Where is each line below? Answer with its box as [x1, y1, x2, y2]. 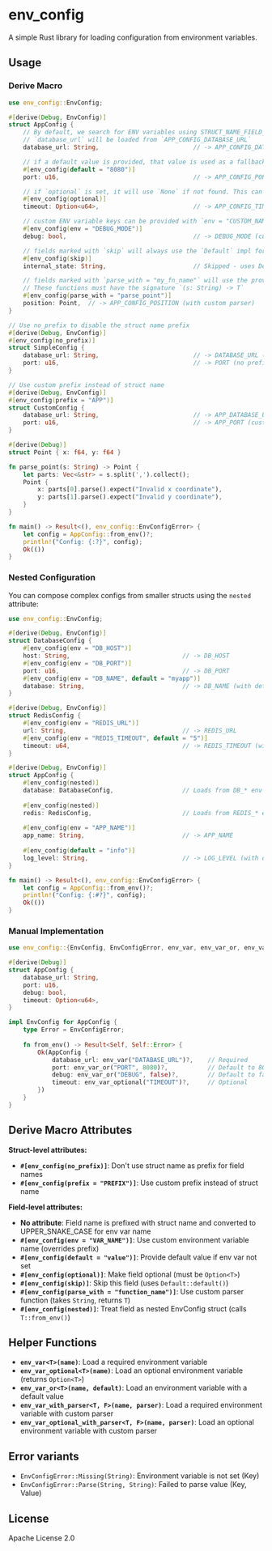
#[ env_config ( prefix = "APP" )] [8, 396, 114, 404]
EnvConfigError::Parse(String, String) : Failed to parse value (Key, [19, 1480, 247, 1489]
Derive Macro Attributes [8, 1124, 133, 1137]
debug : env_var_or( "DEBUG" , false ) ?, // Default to [51, 1071, 255, 1079]
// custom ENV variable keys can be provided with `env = [23, 217, 223, 226]
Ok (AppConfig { [37, 1048, 89, 1056]
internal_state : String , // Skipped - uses [23, 261, 255, 270]
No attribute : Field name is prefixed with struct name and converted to [19, 1217, 257, 1227]
